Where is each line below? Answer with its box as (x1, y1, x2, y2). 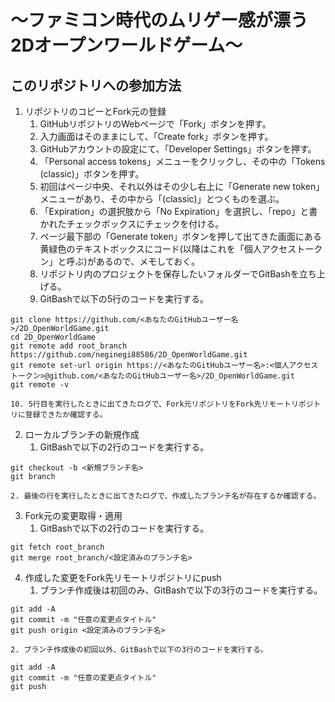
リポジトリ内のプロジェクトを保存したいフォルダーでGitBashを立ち (39, 268, 317, 280)
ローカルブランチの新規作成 (24, 429, 140, 440)
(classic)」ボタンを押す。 (39, 168, 145, 180)
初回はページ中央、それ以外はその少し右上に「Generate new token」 (39, 181, 325, 192)
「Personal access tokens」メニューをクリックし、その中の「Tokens (39, 156, 326, 167)
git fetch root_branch (10, 542, 105, 552)
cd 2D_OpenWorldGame (10, 332, 97, 342)
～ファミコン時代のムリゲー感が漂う (10, 9, 309, 32)
